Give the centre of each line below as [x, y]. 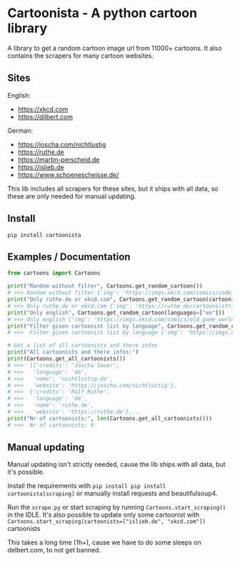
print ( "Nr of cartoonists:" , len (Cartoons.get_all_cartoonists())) [110, 418]
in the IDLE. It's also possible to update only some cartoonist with [104, 515]
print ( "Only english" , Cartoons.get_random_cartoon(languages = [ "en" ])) [116, 313]
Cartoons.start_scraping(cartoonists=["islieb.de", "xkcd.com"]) [106, 522]
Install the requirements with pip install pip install [87, 486]
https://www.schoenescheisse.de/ [68, 175]
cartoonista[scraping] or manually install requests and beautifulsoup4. [112, 493]
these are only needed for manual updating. [72, 196]
